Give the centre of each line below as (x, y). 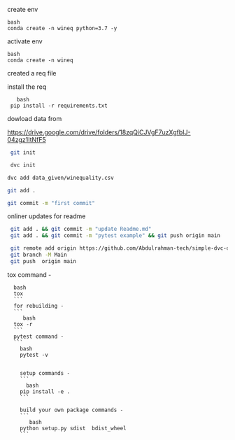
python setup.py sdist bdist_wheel (73, 428)
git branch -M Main (39, 255)
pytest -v (34, 355)
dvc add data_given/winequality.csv (60, 178)
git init (23, 152)
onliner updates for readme (47, 216)
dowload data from (35, 119)
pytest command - (39, 336)
